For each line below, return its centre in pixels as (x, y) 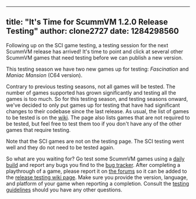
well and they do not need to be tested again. (60, 147)
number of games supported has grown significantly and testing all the (91, 92)
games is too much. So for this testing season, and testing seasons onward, (97, 99)
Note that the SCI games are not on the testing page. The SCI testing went (95, 141)
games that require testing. (38, 130)
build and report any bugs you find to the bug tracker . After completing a (93, 165)
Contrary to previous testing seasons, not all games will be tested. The (91, 86)
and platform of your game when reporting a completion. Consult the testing (98, 183)
